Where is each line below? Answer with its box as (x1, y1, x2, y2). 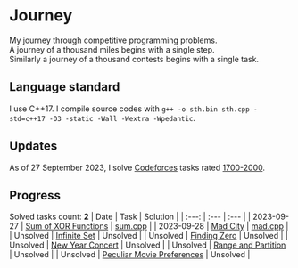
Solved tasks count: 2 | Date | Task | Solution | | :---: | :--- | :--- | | (9, 211, 252, 223)
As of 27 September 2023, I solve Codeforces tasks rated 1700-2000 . (9, 162, 266, 173)
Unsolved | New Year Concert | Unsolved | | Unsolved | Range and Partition (9, 240, 286, 250)
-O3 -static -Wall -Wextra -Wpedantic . (48, 112, 196, 123)
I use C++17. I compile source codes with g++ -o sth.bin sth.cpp (9, 103, 250, 114)
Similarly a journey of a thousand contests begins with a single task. (9, 53, 260, 64)
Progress (9, 188, 61, 203)
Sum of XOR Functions (25, 221, 109, 231)
